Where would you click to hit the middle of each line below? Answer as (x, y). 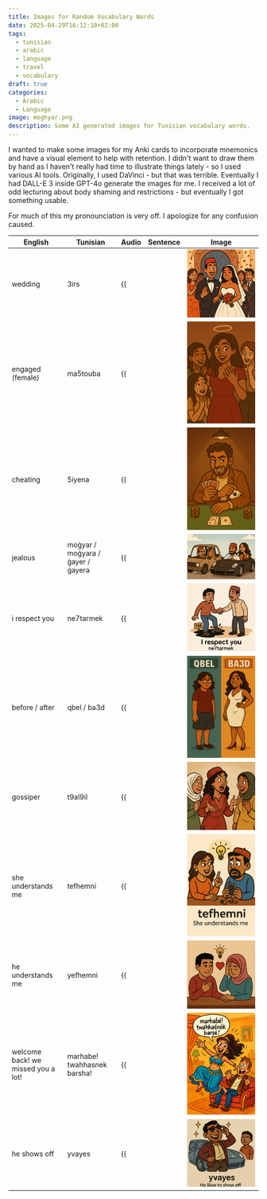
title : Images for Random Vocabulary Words (81, 17)
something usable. (39, 200)
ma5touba (84, 373)
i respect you (33, 618)
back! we (27, 1060)
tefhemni (82, 886)
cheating (26, 480)
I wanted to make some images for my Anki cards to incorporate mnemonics (133, 150)
